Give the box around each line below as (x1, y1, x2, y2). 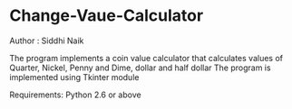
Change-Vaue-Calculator (9, 5, 204, 26)
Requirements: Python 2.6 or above (9, 89, 142, 100)
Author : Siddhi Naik (9, 35, 84, 46)
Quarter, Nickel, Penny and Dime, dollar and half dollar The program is (9, 62, 271, 73)
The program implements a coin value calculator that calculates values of (9, 52, 284, 63)
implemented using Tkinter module (9, 71, 140, 82)
